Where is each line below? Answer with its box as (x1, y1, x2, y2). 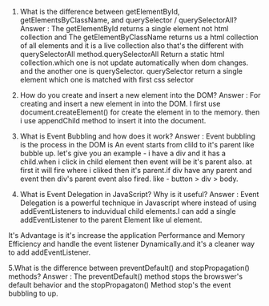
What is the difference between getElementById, (19, 7, 180, 16)
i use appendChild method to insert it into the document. (19, 116, 207, 125)
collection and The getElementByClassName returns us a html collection (19, 32, 259, 42)
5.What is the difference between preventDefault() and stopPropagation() (8, 264, 250, 272)
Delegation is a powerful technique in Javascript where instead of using (19, 198, 257, 207)
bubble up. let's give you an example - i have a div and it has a (19, 148, 227, 158)
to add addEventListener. (8, 248, 90, 257)
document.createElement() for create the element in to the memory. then (19, 107, 260, 117)
